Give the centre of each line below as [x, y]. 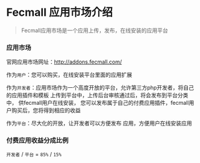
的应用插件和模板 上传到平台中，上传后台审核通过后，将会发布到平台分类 [97, 95]
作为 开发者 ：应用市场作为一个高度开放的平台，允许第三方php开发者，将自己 [100, 88]
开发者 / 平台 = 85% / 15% [34, 154]
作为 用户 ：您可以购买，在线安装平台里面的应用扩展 [69, 75]
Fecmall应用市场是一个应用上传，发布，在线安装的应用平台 [95, 30]
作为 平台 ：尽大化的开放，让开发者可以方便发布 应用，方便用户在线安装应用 [99, 123]
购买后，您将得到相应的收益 [46, 110]
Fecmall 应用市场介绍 [60, 12]
